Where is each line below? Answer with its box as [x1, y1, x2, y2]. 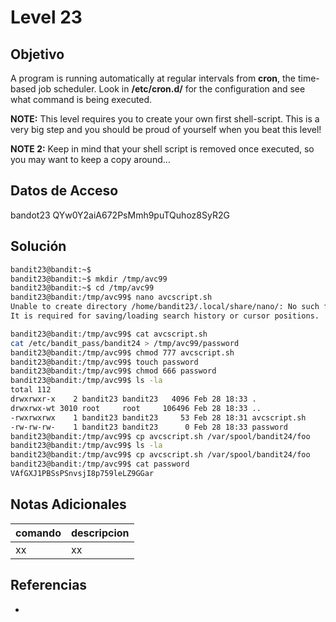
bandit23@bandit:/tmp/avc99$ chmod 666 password [10, 366, 217, 376]
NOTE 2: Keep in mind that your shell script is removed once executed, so [10, 143, 315, 155]
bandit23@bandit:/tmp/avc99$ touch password [10, 357, 199, 367]
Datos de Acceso [10, 182, 119, 200]
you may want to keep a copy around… [10, 154, 171, 165]
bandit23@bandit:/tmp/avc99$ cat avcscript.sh [10, 329, 208, 339]
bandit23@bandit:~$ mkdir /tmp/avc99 [10, 274, 168, 284]
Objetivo [10, 46, 65, 63]
